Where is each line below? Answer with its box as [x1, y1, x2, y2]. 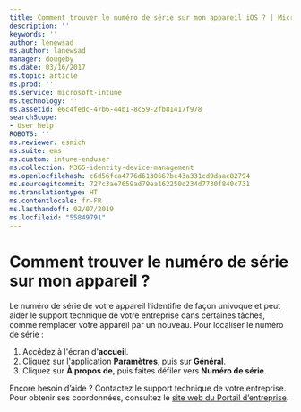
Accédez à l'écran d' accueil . [21, 346, 129, 356]
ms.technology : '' [9, 96, 78, 106]
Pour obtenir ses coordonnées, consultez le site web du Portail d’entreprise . [9, 391, 289, 403]
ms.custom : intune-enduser [9, 154, 110, 164]
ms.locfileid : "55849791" [9, 212, 106, 222]
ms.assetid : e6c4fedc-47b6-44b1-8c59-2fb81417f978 [9, 105, 202, 114]
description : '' [9, 21, 70, 30]
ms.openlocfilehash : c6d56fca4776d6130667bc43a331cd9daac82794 [9, 171, 251, 180]
